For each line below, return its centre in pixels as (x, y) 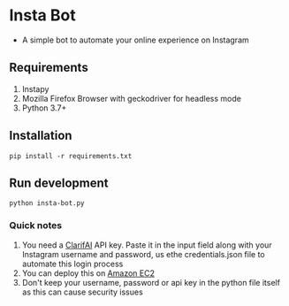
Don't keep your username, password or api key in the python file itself (151, 282)
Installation (41, 136)
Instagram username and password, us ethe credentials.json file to (143, 254)
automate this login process (72, 264)
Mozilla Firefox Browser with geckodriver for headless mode (131, 98)
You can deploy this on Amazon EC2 (88, 273)
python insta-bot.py (47, 203)
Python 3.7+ (44, 108)
